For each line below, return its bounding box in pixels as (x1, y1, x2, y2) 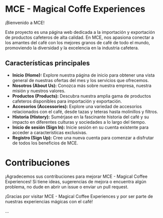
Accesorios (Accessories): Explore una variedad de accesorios (12, 103, 142, 109)
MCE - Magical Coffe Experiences (5, 3, 146, 15)
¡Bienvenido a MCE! (5, 20, 45, 26)
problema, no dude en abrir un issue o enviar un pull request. (5, 184, 129, 190)
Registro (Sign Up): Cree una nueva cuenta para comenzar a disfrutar (12, 135, 154, 140)
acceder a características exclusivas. (12, 129, 87, 136)
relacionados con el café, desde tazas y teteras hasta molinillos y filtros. (12, 109, 159, 114)
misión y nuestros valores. (12, 87, 66, 94)
